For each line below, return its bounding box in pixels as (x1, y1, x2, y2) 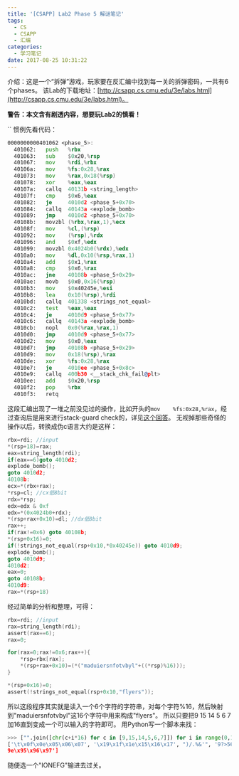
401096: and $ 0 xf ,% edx (14, 238, 97, 245)
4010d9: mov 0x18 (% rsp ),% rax (14, 351, 116, 358)
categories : (7, 43, 43, 51)
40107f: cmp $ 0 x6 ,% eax (14, 192, 97, 199)
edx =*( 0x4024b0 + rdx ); (7, 509, 72, 516)
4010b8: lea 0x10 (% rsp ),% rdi (14, 291, 116, 299)
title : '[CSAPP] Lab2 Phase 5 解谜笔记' (7, 10, 124, 18)
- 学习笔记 (14, 51, 42, 58)
